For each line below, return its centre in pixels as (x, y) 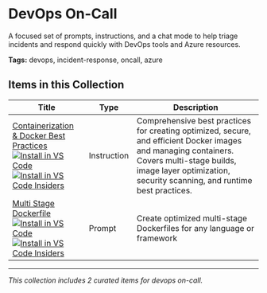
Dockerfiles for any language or (195, 228)
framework (157, 238)
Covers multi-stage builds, (186, 160)
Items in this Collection (66, 85)
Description (196, 107)
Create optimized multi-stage (192, 218)
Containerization (43, 126)
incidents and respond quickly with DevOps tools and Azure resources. (124, 44)
